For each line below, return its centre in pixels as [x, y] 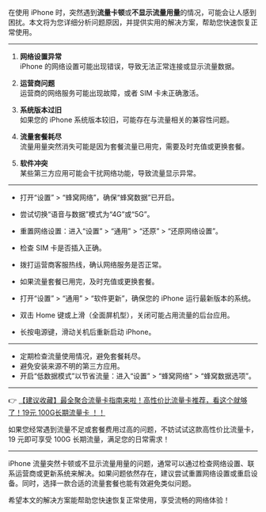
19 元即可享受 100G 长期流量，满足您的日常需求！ [89, 439]
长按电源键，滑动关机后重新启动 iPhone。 [87, 332]
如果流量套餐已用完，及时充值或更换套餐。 [89, 281]
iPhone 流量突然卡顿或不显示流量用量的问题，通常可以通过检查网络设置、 [128, 463]
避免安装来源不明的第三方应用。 [72, 366]
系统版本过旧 [40, 110]
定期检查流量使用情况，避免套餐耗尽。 [82, 356]
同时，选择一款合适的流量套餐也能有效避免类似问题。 [108, 483]
